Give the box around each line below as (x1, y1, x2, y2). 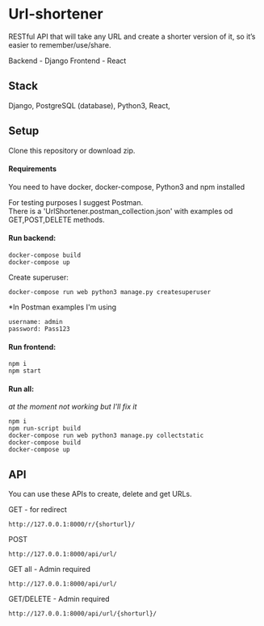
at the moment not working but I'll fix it (8, 401, 137, 412)
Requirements (8, 164, 57, 174)
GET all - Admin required (8, 565, 91, 574)
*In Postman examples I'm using (8, 302, 117, 312)
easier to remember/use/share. (8, 40, 111, 49)
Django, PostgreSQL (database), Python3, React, (8, 100, 171, 110)
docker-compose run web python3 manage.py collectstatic (8, 431, 204, 440)
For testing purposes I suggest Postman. (8, 197, 144, 207)
